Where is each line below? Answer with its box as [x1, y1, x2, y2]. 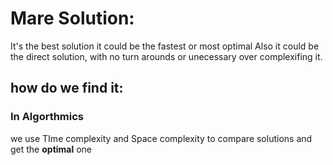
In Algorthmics [10, 110, 85, 124]
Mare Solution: [10, 7, 135, 30]
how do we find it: [10, 80, 124, 97]
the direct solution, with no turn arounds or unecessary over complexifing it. [10, 50, 323, 62]
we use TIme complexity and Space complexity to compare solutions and [10, 132, 313, 144]
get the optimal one [10, 143, 93, 155]
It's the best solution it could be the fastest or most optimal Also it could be [10, 40, 320, 52]
